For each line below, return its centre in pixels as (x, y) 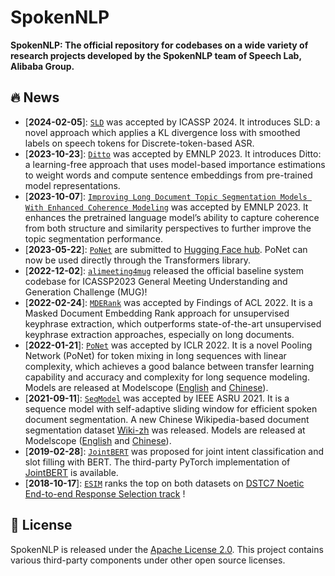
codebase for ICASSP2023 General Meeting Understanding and (156, 281)
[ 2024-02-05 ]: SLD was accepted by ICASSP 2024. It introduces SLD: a (172, 122)
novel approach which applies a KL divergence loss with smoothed (162, 132)
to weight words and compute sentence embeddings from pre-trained (168, 175)
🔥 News (35, 97)
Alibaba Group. (42, 66)
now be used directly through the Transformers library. (137, 260)
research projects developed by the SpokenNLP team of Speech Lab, (156, 55)
